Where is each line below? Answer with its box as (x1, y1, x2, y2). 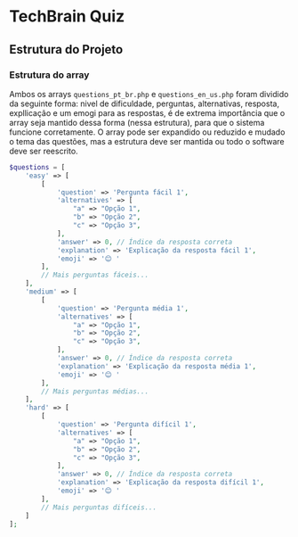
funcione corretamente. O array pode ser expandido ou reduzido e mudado (9, 127, 286, 137)
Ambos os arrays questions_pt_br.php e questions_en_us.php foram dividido (9, 88, 289, 99)
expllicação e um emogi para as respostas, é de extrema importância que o (9, 107, 286, 118)
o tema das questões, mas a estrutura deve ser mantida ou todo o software (9, 136, 285, 146)
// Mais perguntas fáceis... (41, 270, 149, 280)
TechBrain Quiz (9, 6, 125, 27)
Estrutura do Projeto (9, 42, 124, 57)
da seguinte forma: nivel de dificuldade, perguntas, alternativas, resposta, (9, 98, 280, 109)
